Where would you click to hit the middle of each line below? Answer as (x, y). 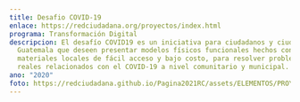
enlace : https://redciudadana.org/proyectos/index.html (115, 26)
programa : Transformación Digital (74, 34)
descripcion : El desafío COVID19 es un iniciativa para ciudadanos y (142, 42)
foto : (19, 83)
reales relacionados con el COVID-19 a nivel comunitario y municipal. (154, 67)
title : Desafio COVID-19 (55, 17)
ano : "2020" (31, 75)
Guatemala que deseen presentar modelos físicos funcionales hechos (147, 51)
